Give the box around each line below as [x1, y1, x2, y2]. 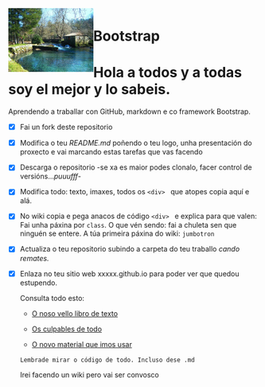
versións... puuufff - [19, 171, 82, 182]
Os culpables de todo [31, 324, 102, 334]
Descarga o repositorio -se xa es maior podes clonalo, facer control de [19, 162, 252, 172]
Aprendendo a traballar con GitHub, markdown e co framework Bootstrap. [8, 107, 251, 116]
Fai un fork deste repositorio [19, 123, 113, 132]
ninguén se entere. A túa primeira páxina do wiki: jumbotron [19, 229, 215, 238]
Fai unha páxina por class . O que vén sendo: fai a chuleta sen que [19, 221, 237, 230]
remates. [19, 253, 49, 263]
